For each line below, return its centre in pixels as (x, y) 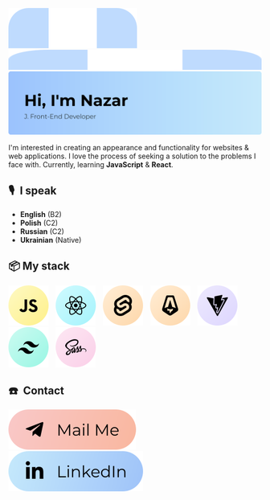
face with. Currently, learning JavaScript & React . (91, 164)
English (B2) (41, 214)
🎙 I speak (33, 191)
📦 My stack (39, 266)
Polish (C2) (39, 223)
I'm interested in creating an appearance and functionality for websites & (129, 148)
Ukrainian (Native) (51, 240)
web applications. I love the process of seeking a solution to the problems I (132, 156)
